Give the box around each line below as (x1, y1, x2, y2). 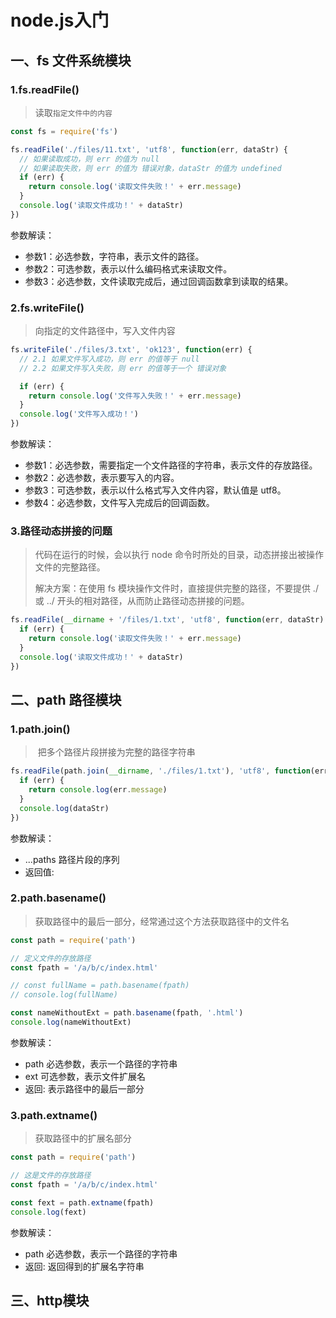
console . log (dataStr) (19, 803, 110, 813)
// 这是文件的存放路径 (10, 1171, 92, 1181)
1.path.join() (10, 722, 71, 736)
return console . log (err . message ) (28, 785, 168, 795)
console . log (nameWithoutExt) (10, 1017, 132, 1028)
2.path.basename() (10, 891, 107, 905)
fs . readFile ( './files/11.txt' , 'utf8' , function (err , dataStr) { (10, 144, 288, 155)
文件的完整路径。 (34, 561, 106, 573)
